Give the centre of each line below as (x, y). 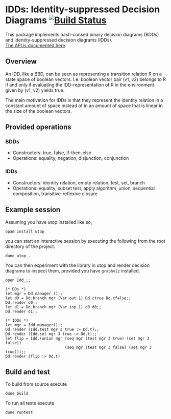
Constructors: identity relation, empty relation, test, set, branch (79, 182)
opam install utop (25, 232)
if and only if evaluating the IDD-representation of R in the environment (80, 85)
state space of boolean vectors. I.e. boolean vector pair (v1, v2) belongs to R (86, 79)
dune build (17, 394)
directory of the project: (30, 246)
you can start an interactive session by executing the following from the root (86, 241)
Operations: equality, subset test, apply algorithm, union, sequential (83, 188)
